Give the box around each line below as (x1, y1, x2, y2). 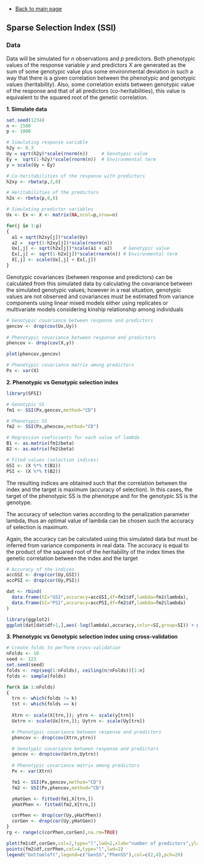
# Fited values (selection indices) (6, 457, 99, 463)
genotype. (6, 499, 32, 506)
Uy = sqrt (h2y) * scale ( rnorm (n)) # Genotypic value (6, 151, 148, 157)
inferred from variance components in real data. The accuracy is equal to (6, 541, 189, 549)
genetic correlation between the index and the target (6, 555, 138, 562)
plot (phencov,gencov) (6, 351, 61, 358)
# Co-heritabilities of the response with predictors (6, 173, 146, 179)
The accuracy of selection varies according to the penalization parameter (6, 510, 190, 517)
